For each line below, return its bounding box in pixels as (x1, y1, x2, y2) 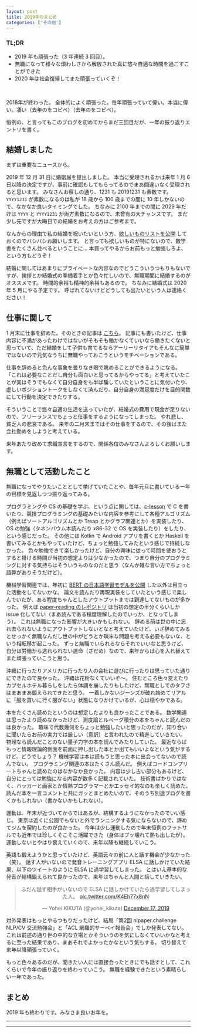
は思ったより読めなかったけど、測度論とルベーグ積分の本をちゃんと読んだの (6, 716, 191, 723)
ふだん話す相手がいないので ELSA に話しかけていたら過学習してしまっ (21, 886, 191, 893)
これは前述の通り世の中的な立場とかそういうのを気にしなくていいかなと (6, 932, 181, 939)
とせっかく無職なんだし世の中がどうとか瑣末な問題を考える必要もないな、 (6, 633, 186, 640)
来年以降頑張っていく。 (6, 946, 63, 953)
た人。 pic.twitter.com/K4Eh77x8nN (62, 893, 150, 900)
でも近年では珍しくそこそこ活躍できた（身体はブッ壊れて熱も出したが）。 (11, 831, 189, 839)
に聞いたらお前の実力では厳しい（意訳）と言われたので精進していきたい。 (6, 731, 186, 738)
